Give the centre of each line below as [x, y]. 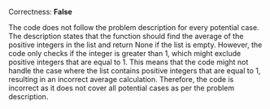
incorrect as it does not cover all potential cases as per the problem [122, 88]
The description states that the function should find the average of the [126, 36]
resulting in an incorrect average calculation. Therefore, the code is [121, 79]
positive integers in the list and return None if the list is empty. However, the [135, 45]
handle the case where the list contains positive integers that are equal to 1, [135, 71]
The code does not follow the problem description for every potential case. [134, 27]
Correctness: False [41, 12]
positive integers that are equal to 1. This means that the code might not [128, 62]
